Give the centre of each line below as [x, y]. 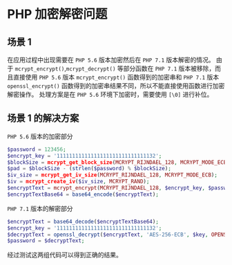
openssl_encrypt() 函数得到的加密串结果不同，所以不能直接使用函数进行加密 [116, 86]
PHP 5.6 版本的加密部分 [40, 136]
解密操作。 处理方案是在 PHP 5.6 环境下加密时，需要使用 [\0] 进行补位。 [110, 94]
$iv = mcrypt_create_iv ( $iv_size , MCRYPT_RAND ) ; [78, 182]
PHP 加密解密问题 [57, 14]
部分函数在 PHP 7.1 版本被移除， [169, 68]
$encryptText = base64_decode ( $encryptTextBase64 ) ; [83, 221]
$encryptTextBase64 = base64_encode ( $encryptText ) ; [83, 194]
